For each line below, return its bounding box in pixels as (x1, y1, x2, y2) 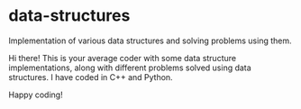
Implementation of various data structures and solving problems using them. (8, 35, 292, 46)
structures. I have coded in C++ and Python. (8, 71, 173, 82)
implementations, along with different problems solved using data (8, 62, 251, 73)
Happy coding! (8, 89, 64, 100)
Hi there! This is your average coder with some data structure (8, 52, 236, 63)
